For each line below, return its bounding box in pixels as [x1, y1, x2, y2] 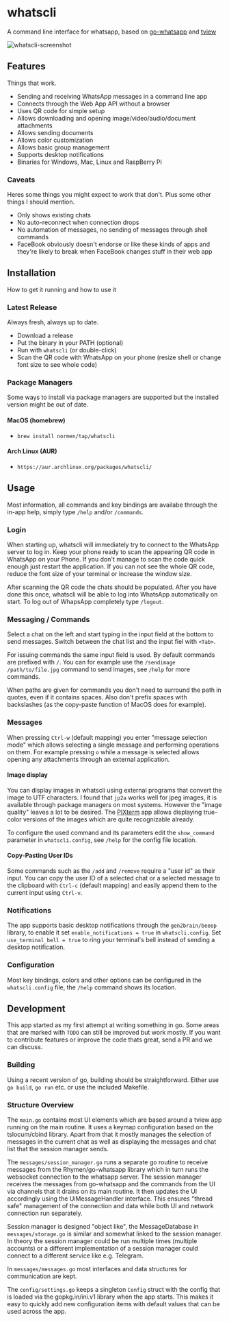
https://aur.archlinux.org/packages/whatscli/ [16, 464, 152, 470]
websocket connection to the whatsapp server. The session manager [7, 1173, 202, 1181]
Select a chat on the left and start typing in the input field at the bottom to [7, 630, 214, 638]
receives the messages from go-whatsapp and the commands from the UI [7, 1179, 216, 1188]
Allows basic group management [16, 143, 110, 152]
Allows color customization [16, 136, 94, 144]
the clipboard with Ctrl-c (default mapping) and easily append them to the [7, 881, 217, 889]
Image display [7, 771, 48, 779]
